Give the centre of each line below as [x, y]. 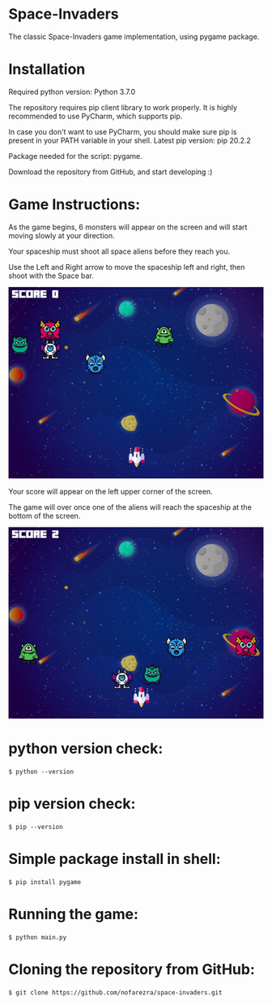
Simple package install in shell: [115, 859]
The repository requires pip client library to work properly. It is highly [123, 107]
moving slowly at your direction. [62, 235]
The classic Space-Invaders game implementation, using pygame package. [134, 36]
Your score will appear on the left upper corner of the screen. [110, 491]
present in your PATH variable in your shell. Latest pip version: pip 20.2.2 [130, 140]
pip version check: [72, 804]
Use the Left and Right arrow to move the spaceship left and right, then [127, 267]
